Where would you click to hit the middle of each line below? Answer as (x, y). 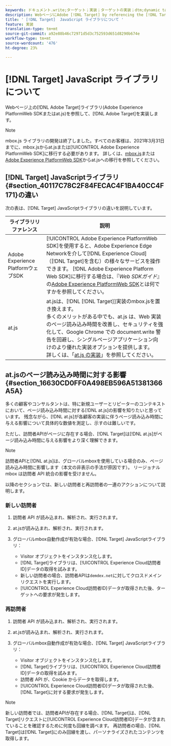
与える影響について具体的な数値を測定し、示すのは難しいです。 (72, 423)
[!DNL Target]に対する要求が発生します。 (63, 692)
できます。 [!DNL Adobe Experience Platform (100, 269)
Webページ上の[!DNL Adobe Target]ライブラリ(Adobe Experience (74, 107)
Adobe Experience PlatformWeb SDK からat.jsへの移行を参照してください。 (84, 160)
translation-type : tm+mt (32, 29)
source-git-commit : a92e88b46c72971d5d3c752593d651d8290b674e (73, 34)
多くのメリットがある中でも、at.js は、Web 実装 (104, 317)
